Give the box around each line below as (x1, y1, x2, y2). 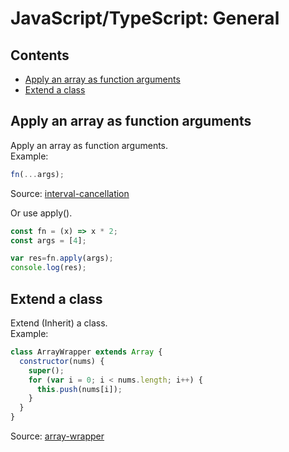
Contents (10, 47, 70, 64)
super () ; (28, 365, 65, 376)
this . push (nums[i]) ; (36, 384, 123, 394)
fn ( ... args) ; (10, 169, 65, 179)
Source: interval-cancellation (10, 187, 130, 199)
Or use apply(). (10, 207, 73, 219)
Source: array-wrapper (10, 430, 105, 442)
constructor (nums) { (19, 356, 105, 366)
